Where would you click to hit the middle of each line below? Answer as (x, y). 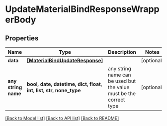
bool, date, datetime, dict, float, (64, 84)
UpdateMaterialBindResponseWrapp (83, 9)
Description (122, 52)
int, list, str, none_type (54, 90)
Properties (22, 38)
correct (116, 100)
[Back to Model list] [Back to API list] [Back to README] (62, 118)
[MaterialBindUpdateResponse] (65, 61)
